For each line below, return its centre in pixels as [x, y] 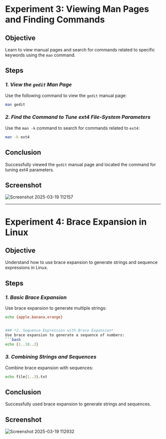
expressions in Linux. [27, 268]
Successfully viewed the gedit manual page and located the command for [81, 164]
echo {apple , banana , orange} [34, 317]
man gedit [15, 104]
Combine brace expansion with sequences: [49, 368]
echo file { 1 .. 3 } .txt [26, 377]
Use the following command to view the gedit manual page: [66, 96]
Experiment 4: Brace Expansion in [76, 222]
